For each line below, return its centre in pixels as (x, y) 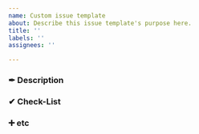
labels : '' (26, 38)
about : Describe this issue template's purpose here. (100, 23)
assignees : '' (32, 45)
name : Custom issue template (57, 16)
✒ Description (36, 81)
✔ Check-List (35, 101)
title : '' (25, 30)
